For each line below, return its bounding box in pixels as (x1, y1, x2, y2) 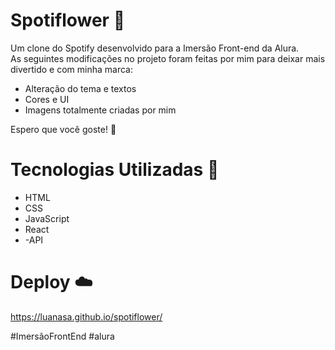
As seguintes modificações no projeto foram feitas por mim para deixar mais (10, 52, 326, 64)
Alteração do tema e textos (24, 82, 137, 94)
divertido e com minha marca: (10, 63, 133, 75)
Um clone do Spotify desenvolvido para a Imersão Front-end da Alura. (10, 42, 300, 54)
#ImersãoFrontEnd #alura (10, 330, 115, 342)
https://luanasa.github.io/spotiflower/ (10, 310, 163, 323)
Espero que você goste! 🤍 (10, 123, 117, 135)
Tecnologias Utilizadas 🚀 (10, 159, 220, 181)
